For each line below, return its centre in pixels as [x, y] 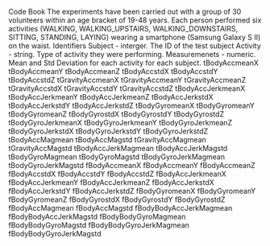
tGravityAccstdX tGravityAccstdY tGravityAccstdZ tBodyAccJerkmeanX [127, 88]
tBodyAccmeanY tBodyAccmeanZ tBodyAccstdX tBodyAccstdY [113, 71]
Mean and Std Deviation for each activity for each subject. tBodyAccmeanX [134, 63]
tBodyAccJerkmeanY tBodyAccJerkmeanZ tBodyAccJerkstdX [111, 97]
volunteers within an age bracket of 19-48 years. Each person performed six [135, 20]
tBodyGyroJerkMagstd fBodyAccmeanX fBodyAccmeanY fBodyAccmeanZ [132, 165]
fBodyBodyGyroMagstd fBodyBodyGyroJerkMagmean [99, 225]
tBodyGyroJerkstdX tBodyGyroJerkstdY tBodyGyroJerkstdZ [108, 131]
